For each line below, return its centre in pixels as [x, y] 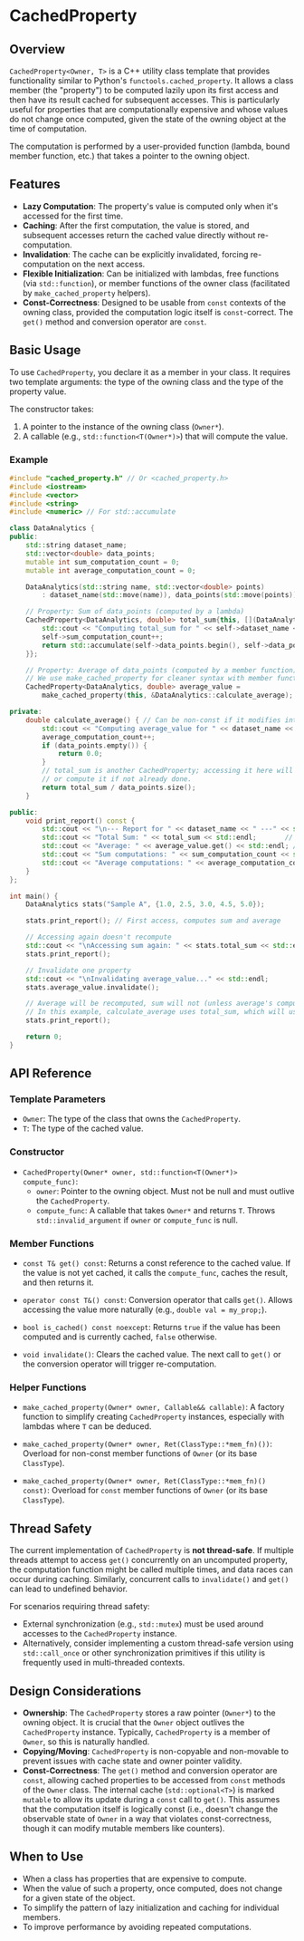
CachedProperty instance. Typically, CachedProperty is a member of [146, 1732]
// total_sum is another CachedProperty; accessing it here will [168, 771]
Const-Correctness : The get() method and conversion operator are [150, 1771]
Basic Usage [45, 350]
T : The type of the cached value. [83, 1128]
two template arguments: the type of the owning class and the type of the [147, 381]
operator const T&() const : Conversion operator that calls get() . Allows [157, 1300]
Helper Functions [48, 1387]
